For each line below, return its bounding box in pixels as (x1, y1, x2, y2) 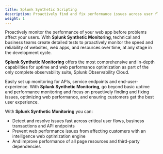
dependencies (12, 143, 41, 150)
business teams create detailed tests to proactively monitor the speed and (5, 40, 153, 45)
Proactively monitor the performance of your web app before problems (5, 29, 147, 35)
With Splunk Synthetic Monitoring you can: (5, 109, 93, 114)
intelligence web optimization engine (12, 133, 86, 139)
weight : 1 (5, 16, 25, 21)
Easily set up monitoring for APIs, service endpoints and (5, 79, 117, 84)
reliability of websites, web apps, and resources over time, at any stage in (5, 44, 152, 51)
